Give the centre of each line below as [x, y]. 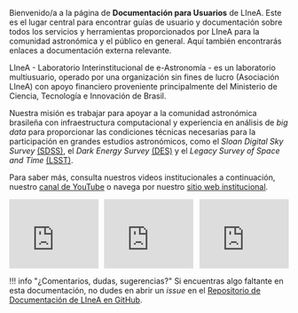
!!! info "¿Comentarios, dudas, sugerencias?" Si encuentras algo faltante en [146, 281]
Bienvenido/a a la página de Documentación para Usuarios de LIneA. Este [145, 13]
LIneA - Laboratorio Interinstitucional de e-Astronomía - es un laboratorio [143, 67]
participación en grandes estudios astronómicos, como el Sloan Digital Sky [146, 141]
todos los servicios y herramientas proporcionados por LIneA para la [134, 31]
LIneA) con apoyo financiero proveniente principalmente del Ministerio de [143, 86]
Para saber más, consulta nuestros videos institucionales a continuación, [142, 177]
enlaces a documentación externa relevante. [90, 51]
